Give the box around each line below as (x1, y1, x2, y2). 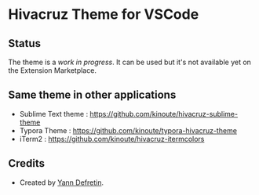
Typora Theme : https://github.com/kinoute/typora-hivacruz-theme (19, 125, 238, 135)
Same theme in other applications (8, 88, 177, 102)
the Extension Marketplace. (8, 66, 97, 75)
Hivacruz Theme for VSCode (8, 5, 199, 23)
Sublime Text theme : (19, 109, 89, 118)
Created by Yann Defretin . (19, 178, 104, 187)
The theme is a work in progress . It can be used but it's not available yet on (8, 57, 251, 67)
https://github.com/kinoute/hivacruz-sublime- (89, 109, 238, 118)
